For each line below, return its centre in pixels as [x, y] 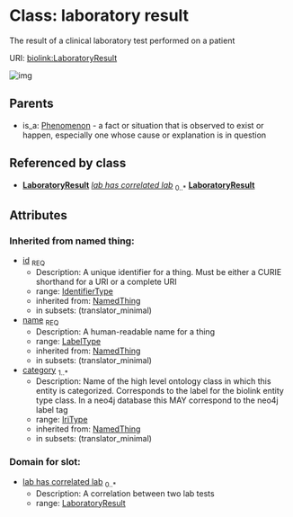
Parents [31, 104]
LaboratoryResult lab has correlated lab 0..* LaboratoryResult [138, 186]
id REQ [34, 262]
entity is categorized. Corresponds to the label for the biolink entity [160, 391]
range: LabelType [68, 341]
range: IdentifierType [75, 291]
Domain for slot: [45, 462]
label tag [52, 410]
